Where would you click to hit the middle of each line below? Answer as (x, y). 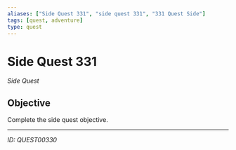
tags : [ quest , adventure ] (45, 20)
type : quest (25, 27)
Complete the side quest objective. (58, 120)
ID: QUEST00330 (32, 140)
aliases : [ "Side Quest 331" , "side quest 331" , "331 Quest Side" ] (106, 14)
